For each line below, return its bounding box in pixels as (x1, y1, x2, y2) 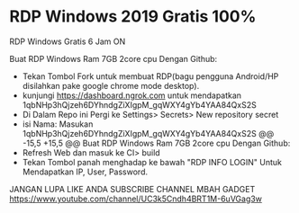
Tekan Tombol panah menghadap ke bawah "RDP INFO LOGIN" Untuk (22, 156, 282, 167)
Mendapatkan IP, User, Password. (22, 166, 149, 177)
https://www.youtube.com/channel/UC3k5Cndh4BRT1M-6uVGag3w (9, 193, 263, 204)
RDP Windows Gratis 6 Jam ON (9, 36, 126, 47)
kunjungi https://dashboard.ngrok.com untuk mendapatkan (22, 90, 241, 101)
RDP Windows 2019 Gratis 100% (9, 6, 257, 27)
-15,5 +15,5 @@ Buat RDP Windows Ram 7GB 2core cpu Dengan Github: (22, 138, 291, 148)
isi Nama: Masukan (22, 119, 94, 129)
